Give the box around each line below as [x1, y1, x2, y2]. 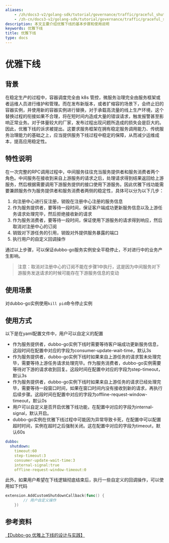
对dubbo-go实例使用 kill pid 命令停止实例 [5, 300, 93, 306]
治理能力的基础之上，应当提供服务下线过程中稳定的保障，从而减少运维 [9, 132, 155, 138]
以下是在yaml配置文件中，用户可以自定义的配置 [5, 331, 104, 337]
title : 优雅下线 [5, 31, 36, 36]
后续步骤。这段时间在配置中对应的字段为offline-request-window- [12, 391, 147, 397]
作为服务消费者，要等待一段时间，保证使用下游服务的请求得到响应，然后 [12, 217, 162, 223]
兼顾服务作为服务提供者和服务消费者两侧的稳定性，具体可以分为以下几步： [9, 187, 164, 193]
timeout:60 [14, 449, 37, 454]
